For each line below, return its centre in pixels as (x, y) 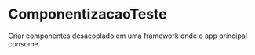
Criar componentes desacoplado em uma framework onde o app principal (127, 36)
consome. (24, 43)
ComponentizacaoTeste (87, 14)
